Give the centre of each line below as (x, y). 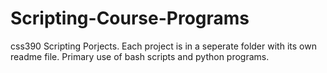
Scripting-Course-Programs (130, 18)
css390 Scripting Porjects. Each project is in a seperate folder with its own (163, 46)
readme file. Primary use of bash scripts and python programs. (140, 56)
